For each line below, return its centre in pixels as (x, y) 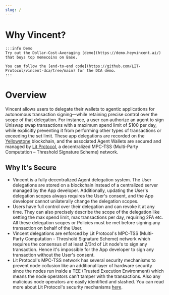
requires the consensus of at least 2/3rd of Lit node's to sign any (80, 244)
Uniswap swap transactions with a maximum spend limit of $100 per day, (81, 125)
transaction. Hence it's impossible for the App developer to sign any (83, 250)
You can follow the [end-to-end (39, 66)
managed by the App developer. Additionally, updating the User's (80, 190)
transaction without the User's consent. (53, 255)
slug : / (13, 10)
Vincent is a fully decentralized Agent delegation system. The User (82, 180)
